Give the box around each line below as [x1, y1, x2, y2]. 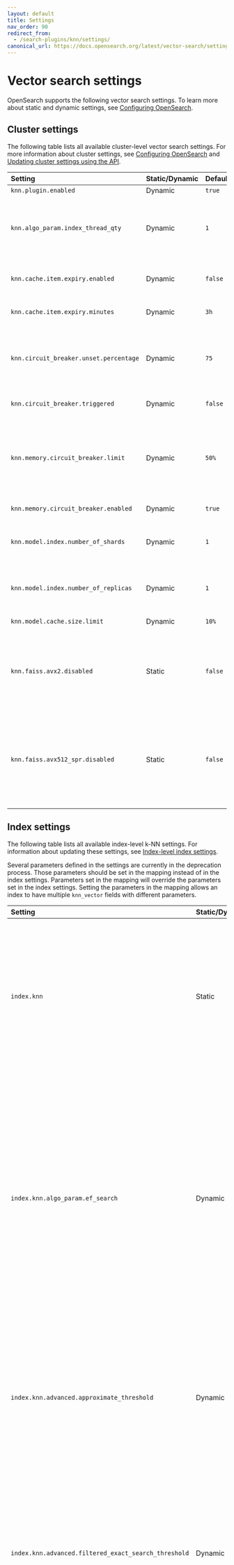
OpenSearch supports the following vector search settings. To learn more [7, 96, 218, 104]
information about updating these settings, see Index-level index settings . [7, 847, 218, 855]
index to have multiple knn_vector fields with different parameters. [7, 890, 197, 899]
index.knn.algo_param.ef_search [10, 1194, 118, 1202]
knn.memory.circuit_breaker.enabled [10, 504, 132, 513]
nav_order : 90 [7, 23, 49, 30]
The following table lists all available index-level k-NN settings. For [7, 840, 198, 848]
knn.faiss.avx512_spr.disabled [10, 755, 115, 763]
